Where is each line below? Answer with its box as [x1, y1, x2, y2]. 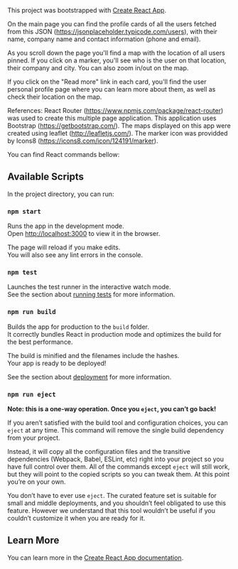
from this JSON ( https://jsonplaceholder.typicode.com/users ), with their [7, 28, 218, 36]
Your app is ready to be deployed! [7, 359, 107, 367]
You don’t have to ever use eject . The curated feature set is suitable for [7, 492, 217, 499]
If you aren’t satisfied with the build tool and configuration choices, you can [7, 418, 229, 427]
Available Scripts [7, 170, 84, 183]
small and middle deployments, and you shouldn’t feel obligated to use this [7, 499, 226, 507]
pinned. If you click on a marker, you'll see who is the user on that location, [7, 56, 227, 65]
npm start [7, 207, 41, 215]
